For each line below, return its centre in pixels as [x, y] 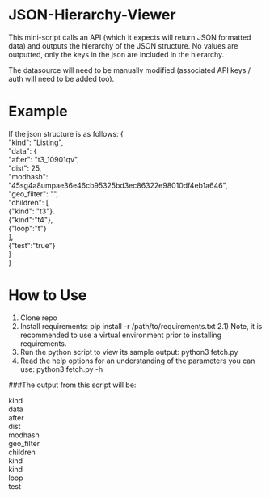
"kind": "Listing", [36, 142]
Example [38, 112]
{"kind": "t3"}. [32, 211]
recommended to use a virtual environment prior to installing [121, 335]
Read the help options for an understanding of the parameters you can [137, 361]
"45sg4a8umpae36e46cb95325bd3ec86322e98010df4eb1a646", [118, 185]
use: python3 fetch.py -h [61, 369]
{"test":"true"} [32, 245]
